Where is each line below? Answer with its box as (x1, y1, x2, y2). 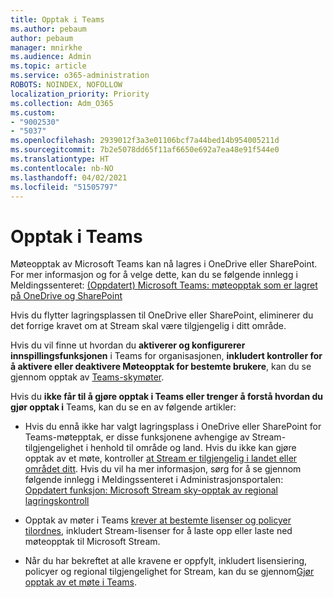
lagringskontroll (24, 495, 90, 507)
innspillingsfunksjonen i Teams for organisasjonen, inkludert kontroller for (10, 350, 323, 362)
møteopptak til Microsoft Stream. (24, 536, 161, 548)
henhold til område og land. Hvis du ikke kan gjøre (89, 442, 297, 454)
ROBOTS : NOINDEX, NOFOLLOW (10, 80, 123, 90)
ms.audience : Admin (10, 52, 92, 62)
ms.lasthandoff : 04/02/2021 (10, 172, 128, 183)
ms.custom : (10, 107, 56, 118)
